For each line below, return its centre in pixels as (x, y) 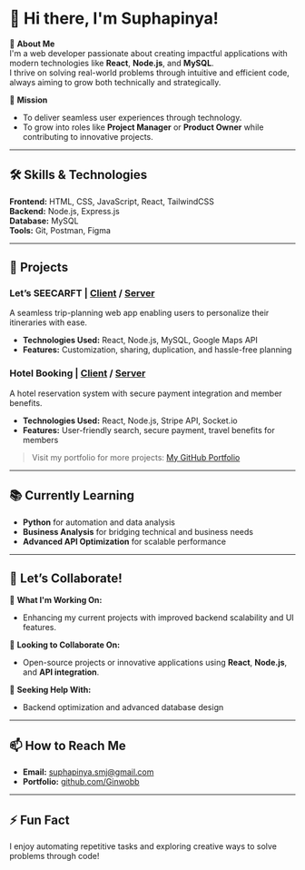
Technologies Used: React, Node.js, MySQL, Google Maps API (140, 341)
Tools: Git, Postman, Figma (60, 230)
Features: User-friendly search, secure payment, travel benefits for (148, 430)
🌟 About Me (32, 44)
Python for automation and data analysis (98, 522)
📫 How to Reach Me (68, 745)
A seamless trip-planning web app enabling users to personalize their (139, 313)
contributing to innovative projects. (88, 136)
